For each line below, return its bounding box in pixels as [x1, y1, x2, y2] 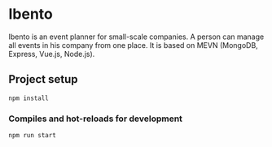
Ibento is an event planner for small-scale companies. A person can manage [8, 32, 265, 41]
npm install [8, 94, 49, 102]
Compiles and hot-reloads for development [8, 113, 183, 124]
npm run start [8, 132, 57, 140]
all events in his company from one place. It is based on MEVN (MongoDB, [8, 40, 258, 50]
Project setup [8, 72, 79, 86]
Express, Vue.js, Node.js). [8, 49, 95, 58]
